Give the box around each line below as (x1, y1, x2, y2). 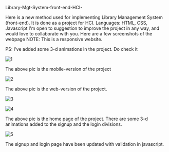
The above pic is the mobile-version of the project (5, 66, 111, 72)
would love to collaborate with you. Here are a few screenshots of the (5, 31, 153, 36)
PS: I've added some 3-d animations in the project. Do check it (5, 46, 138, 52)
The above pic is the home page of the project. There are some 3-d (5, 116, 148, 122)
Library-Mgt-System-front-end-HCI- (5, 5, 83, 10)
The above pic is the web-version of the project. (5, 86, 107, 92)
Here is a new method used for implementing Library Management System (5, 14, 163, 20)
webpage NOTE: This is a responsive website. (5, 36, 103, 42)
